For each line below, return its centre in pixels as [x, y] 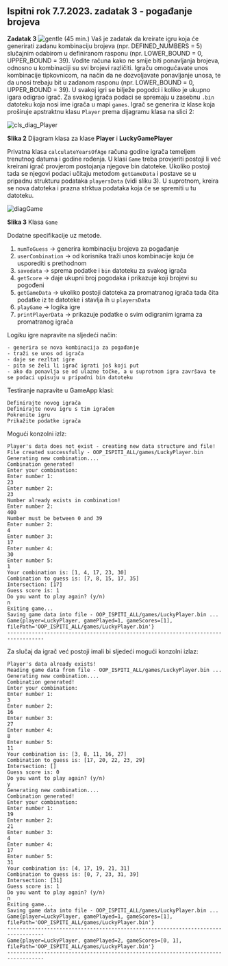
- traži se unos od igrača [46, 353]
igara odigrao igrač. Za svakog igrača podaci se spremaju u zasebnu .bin [111, 97]
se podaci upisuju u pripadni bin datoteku [70, 377]
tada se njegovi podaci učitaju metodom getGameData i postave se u [102, 173]
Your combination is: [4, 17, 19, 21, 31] [68, 868]
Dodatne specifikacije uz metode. [54, 235]
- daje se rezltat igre [41, 359]
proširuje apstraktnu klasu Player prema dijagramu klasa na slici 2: [101, 111]
